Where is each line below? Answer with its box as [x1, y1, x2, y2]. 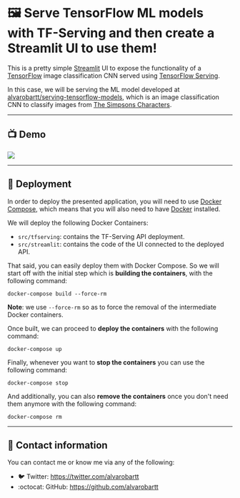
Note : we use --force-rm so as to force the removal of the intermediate [7, 303, 216, 311]
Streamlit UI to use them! [7, 40, 157, 56]
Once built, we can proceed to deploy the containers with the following [7, 324, 219, 332]
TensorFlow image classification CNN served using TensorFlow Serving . [7, 71, 220, 80]
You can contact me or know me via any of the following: [7, 458, 175, 467]
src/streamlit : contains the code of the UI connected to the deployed [17, 240, 224, 248]
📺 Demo [7, 128, 46, 141]
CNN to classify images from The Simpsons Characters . [7, 100, 172, 108]
